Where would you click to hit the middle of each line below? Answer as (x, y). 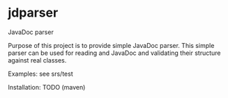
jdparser (33, 13)
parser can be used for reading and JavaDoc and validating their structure (115, 53)
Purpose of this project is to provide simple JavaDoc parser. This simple (111, 45)
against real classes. (37, 60)
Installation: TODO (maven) (47, 87)
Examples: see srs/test (40, 74)
